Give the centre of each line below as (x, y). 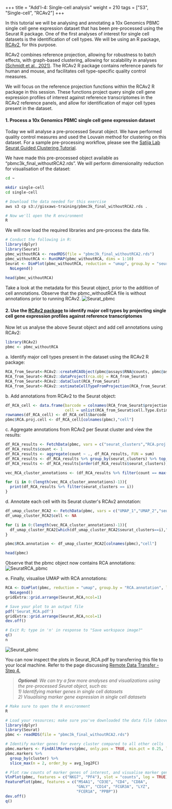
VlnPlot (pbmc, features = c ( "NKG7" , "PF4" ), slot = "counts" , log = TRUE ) (87, 777)
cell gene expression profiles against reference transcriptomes (74, 316)
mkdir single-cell (25, 188)
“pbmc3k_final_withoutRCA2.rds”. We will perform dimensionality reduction (84, 164)
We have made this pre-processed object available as (62, 158)
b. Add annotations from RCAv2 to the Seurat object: (61, 396)
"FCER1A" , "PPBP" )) (97, 792)
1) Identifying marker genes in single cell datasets (70, 691)
